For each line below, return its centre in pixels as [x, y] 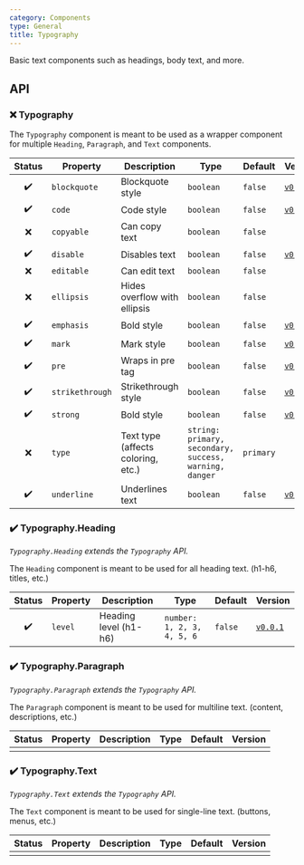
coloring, [139, 458]
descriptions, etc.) [43, 716]
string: [204, 430]
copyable [70, 232]
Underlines [144, 489]
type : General [36, 26]
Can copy [141, 226]
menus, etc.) [33, 821]
